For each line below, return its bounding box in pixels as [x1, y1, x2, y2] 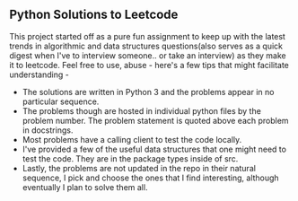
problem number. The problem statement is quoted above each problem [22, 115, 289, 126]
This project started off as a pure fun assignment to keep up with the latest [9, 31, 285, 41]
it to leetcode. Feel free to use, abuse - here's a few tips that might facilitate [9, 59, 290, 70]
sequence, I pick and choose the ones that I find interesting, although [22, 172, 280, 183]
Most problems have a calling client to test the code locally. [22, 134, 242, 144]
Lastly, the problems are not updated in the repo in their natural [22, 162, 256, 173]
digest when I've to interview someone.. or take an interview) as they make [9, 49, 286, 61]
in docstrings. [22, 125, 74, 135]
